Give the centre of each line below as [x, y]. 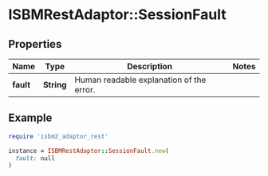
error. [85, 90]
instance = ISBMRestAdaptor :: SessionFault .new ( [89, 151]
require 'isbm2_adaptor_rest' [59, 136]
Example [30, 118]
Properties [35, 44]
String [55, 85]
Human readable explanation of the [140, 80]
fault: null [35, 158]
